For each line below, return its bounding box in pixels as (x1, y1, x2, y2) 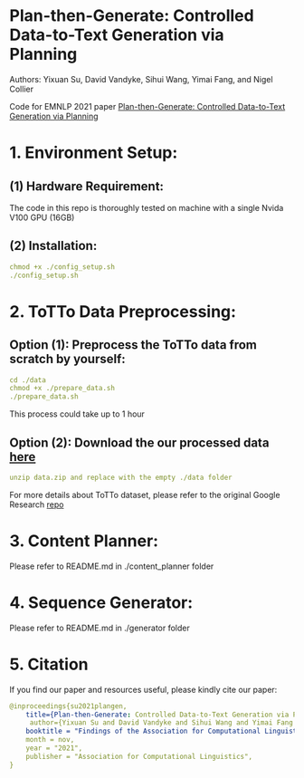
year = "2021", (25, 744, 83, 753)
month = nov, (25, 735, 75, 744)
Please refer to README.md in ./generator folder (9, 622, 190, 633)
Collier (9, 83, 34, 94)
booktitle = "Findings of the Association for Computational (25, 726, 261, 736)
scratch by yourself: (9, 351, 127, 367)
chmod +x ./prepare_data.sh (9, 384, 116, 393)
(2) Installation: (9, 238, 98, 254)
